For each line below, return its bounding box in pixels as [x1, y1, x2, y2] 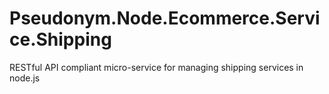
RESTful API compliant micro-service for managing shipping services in [9, 61, 304, 73]
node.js [9, 72, 41, 84]
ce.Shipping [9, 28, 112, 51]
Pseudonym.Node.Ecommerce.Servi [9, 7, 321, 30]
